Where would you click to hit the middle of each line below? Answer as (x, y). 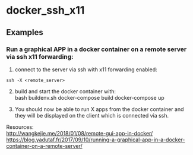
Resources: (20, 127)
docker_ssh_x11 (45, 10)
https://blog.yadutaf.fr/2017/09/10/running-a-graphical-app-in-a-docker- (96, 140)
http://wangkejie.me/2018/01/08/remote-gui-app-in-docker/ (80, 133)
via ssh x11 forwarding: (40, 56)
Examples (25, 32)
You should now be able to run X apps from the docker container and (99, 109)
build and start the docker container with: (65, 91)
